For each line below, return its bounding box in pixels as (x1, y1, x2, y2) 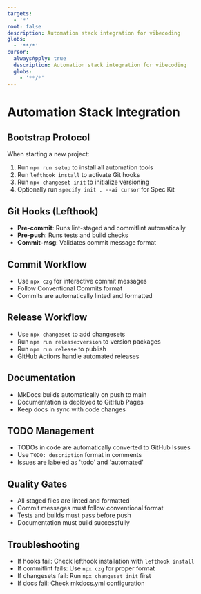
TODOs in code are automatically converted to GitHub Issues (17, 443, 191, 452)
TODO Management (7, 425, 95, 437)
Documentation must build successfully (17, 519, 130, 527)
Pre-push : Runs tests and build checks (17, 231, 129, 239)
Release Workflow (7, 312, 88, 324)
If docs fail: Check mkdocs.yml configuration (17, 579, 145, 588)
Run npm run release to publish (17, 344, 107, 353)
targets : (7, 10, 32, 17)
